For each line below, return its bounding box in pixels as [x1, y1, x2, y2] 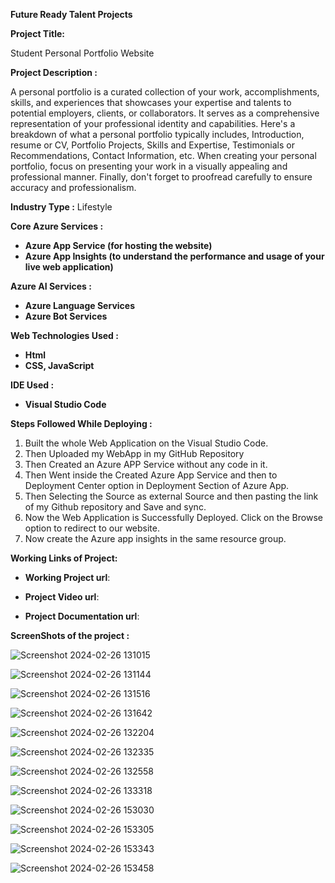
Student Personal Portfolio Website [10, 47, 155, 59]
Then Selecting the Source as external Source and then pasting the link [24, 490, 319, 502]
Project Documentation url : [24, 610, 140, 622]
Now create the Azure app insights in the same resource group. [24, 533, 287, 544]
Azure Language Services [24, 300, 135, 311]
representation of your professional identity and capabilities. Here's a [10, 118, 296, 129]
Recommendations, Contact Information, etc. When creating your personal [10, 150, 317, 161]
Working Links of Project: [10, 552, 118, 564]
